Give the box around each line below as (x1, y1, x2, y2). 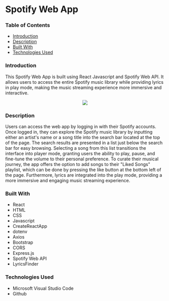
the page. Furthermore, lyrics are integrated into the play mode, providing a (5, 172, 162, 178)
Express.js (12, 250, 34, 256)
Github (12, 290, 27, 296)
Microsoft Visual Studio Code (12, 285, 74, 291)
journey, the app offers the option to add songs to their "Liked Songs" (5, 161, 150, 168)
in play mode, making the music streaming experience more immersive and (5, 84, 162, 90)
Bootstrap (12, 240, 33, 246)
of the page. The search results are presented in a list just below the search (5, 140, 163, 146)
